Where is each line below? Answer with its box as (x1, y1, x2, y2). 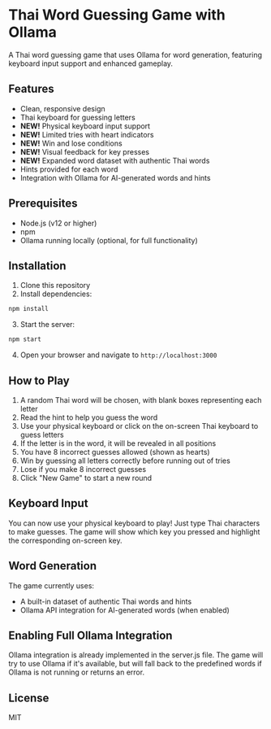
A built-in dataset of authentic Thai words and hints (19, 596, 192, 606)
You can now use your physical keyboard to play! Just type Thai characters (8, 518, 260, 528)
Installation (8, 259, 67, 273)
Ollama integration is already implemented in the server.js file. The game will (8, 650, 264, 660)
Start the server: (19, 320, 75, 330)
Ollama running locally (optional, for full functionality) (19, 235, 199, 245)
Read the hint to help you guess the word (19, 413, 158, 422)
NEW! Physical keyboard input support (19, 120, 151, 131)
